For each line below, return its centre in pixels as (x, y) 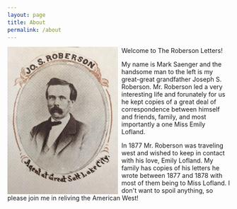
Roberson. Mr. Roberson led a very (172, 87)
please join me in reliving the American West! (73, 198)
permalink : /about (34, 30)
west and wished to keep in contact (173, 153)
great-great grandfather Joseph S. (172, 79)
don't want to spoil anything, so (167, 191)
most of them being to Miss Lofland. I (176, 183)
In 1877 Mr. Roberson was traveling (173, 145)
